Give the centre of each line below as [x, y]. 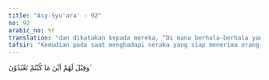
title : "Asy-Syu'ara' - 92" [55, 15]
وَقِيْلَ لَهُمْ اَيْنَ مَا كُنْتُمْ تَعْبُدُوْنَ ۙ [50, 67]
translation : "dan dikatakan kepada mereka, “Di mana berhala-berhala [128, 38]
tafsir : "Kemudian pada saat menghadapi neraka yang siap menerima [123, 45]
